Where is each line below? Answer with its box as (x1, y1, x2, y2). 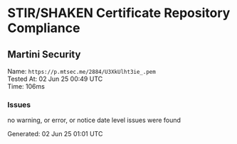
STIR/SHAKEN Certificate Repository (7, 5, 231, 21)
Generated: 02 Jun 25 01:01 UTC (7, 130, 103, 138)
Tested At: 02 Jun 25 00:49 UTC (7, 74, 103, 83)
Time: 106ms (7, 82, 45, 90)
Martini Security (7, 48, 81, 60)
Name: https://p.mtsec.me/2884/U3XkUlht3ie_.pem (7, 67, 157, 75)
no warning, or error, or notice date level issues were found (7, 116, 181, 125)
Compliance (7, 20, 80, 36)
